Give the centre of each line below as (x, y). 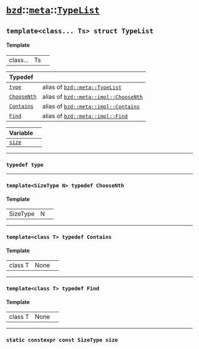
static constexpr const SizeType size (62, 340)
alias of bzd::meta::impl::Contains (91, 106)
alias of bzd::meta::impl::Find (85, 116)
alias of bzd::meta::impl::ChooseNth (93, 97)
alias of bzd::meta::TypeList (82, 87)
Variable (21, 133)
